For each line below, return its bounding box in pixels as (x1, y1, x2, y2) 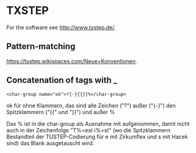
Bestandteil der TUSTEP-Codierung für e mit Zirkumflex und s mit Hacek (6, 133, 188, 140)
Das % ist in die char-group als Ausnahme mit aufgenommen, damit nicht (6, 120, 190, 127)
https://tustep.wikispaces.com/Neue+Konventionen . (6, 57, 138, 64)
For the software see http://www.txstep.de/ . (6, 24, 116, 31)
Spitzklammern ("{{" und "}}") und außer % (6, 108, 115, 115)
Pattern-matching (6, 41, 75, 52)
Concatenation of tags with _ (6, 75, 117, 86)
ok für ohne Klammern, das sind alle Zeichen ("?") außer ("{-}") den (6, 101, 176, 109)
